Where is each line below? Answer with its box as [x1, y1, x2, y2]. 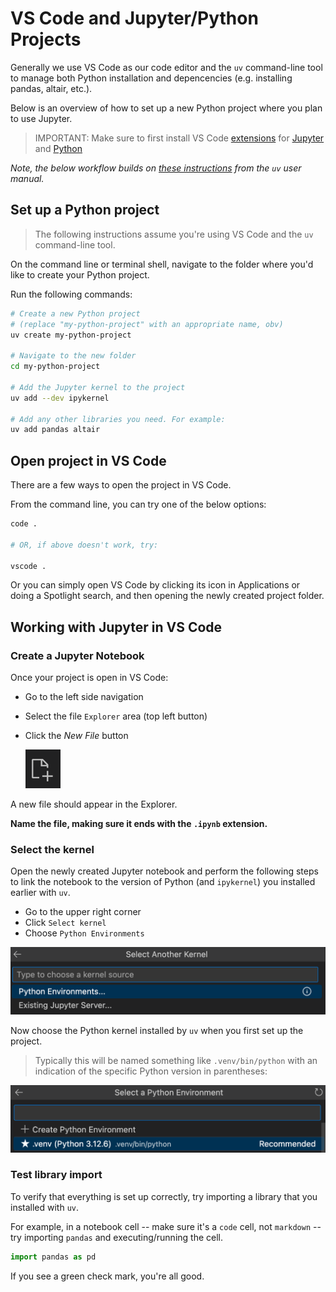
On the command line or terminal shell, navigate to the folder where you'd [10, 258, 314, 270]
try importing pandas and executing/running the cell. [10, 1231, 223, 1243]
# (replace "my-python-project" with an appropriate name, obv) [10, 319, 284, 329]
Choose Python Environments [24, 927, 145, 939]
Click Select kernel [24, 917, 107, 929]
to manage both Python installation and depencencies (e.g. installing [10, 72, 293, 84]
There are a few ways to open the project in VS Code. [10, 479, 232, 491]
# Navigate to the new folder [10, 351, 137, 361]
